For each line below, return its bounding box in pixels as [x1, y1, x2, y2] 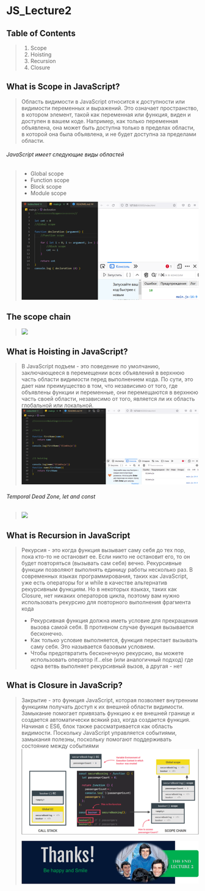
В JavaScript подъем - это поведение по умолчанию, [21, 363, 160, 370]
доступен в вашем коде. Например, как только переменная [21, 117, 179, 124]
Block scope [30, 183, 62, 191]
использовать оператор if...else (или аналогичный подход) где [30, 656, 193, 663]
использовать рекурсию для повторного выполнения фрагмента [21, 598, 191, 605]
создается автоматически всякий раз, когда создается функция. [21, 716, 191, 723]
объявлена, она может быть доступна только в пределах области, [21, 124, 195, 131]
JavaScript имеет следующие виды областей [6, 151, 124, 158]
